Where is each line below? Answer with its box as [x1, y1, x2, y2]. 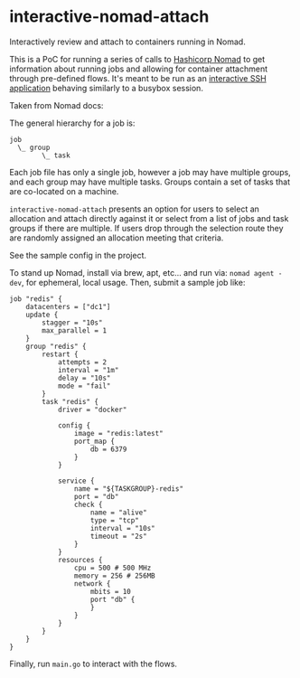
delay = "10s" [57, 373, 111, 382]
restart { [42, 350, 79, 359]
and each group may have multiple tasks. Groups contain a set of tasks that [9, 176, 291, 187]
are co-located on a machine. [9, 185, 119, 196]
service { [57, 476, 95, 485]
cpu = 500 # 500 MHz [73, 563, 152, 572]
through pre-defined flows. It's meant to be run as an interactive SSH [9, 72, 267, 83]
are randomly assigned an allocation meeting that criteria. [9, 232, 224, 243]
